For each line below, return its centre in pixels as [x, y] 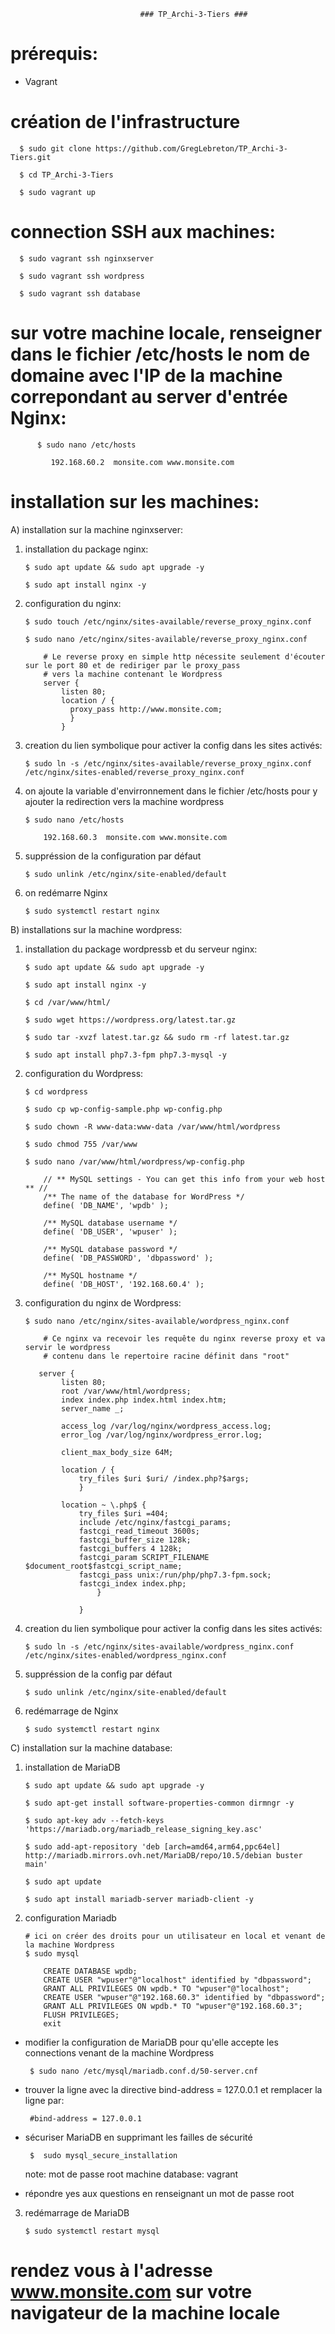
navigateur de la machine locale [145, 2312]
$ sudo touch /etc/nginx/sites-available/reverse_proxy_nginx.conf [168, 621]
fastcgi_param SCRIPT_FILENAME [144, 1557]
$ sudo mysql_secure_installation [103, 2155]
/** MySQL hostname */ [90, 1275]
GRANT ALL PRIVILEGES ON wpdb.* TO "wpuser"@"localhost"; [166, 1988]
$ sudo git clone [55, 148]
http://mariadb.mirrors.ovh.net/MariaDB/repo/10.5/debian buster [163, 1855]
